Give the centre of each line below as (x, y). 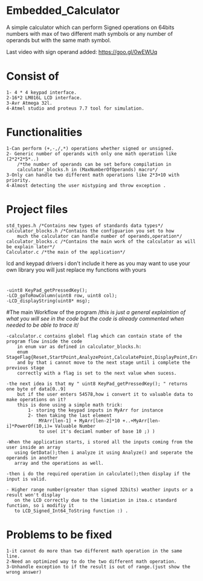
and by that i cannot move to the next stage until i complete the (104, 363)
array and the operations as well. (59, 463)
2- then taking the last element (70, 415)
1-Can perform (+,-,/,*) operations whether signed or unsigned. (90, 148)
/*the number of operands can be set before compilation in (94, 164)
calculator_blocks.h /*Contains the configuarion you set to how (90, 231)
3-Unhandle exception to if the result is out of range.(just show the (98, 566)
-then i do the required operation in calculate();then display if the (98, 474)
